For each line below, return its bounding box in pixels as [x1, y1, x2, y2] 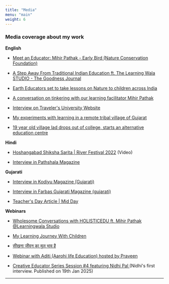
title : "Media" [5, 7, 37, 13]
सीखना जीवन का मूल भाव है [12, 243, 56, 249]
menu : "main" [5, 12, 33, 17]
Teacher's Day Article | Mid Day [12, 198, 79, 204]
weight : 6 [5, 17, 26, 22]
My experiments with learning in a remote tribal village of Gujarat [12, 114, 147, 120]
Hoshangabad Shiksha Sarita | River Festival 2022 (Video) [12, 149, 133, 155]
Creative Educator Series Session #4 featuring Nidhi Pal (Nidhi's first [12, 262, 155, 268]
